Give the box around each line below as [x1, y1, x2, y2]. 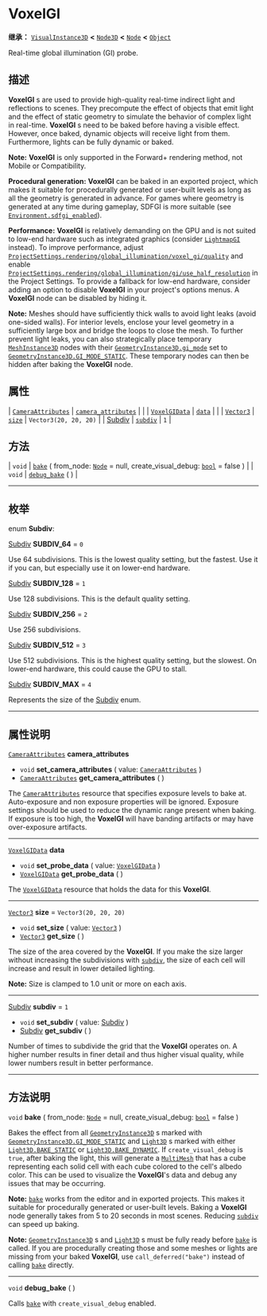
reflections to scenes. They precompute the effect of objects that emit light [8, 103, 254, 112]
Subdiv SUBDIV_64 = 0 [8, 539, 83, 549]
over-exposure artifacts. [8, 822, 87, 832]
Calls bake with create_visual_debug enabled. [8, 1298, 157, 1308]
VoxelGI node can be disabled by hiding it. [8, 293, 147, 303]
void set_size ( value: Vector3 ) [19, 923, 122, 932]
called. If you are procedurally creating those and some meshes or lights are [8, 1243, 258, 1252]
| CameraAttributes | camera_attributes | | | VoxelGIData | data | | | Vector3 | [8, 406, 255, 416]
